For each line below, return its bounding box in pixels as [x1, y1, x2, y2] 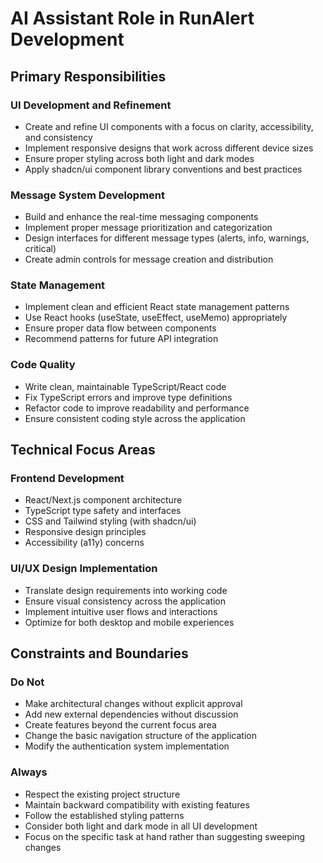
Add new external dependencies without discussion [24, 708, 239, 721]
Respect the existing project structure [24, 788, 181, 800]
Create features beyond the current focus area [24, 719, 217, 731]
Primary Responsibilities [10, 68, 167, 85]
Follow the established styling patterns [24, 809, 185, 821]
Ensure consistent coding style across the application [24, 412, 246, 424]
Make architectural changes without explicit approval [24, 698, 243, 710]
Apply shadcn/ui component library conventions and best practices [24, 163, 303, 175]
